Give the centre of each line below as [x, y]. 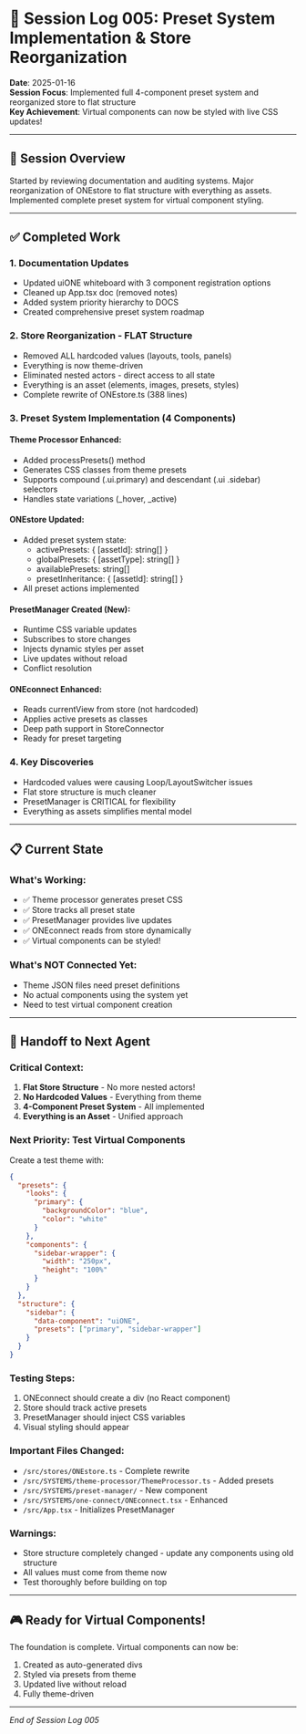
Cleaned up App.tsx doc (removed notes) [100, 293]
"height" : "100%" [75, 1270]
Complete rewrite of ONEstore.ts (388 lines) [105, 394]
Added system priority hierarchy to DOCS [101, 302]
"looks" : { [46, 1194]
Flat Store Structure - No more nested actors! [109, 1087]
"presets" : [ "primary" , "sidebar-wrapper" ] [117, 1329]
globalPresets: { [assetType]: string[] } [108, 559]
